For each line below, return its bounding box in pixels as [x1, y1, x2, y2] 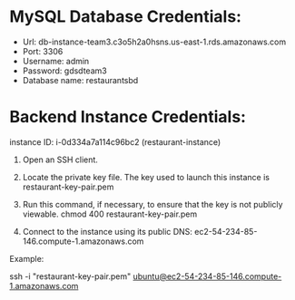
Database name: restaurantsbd [22, 74, 139, 85]
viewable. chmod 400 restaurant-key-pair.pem [22, 208, 198, 219]
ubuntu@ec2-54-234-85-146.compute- [133, 270, 282, 282]
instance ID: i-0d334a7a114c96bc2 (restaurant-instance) [9, 136, 221, 147]
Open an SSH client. [22, 154, 98, 165]
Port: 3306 [22, 45, 64, 56]
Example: [9, 253, 44, 264]
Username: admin [22, 55, 90, 66]
